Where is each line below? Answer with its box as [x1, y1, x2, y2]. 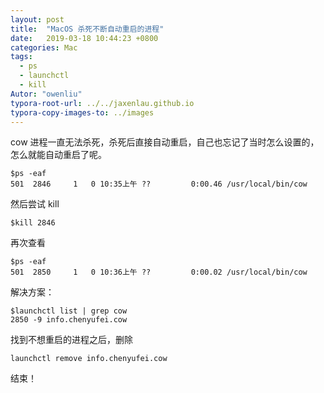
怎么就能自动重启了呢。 [10, 149, 107, 161]
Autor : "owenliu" [10, 89, 83, 99]
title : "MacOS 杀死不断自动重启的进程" [10, 24, 165, 34]
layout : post [10, 14, 65, 25]
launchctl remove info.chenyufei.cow [10, 354, 168, 364]
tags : [10, 52, 33, 62]
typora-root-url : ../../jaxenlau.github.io [10, 98, 195, 108]
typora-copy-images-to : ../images [10, 107, 155, 118]
